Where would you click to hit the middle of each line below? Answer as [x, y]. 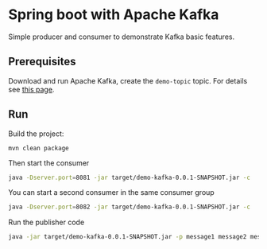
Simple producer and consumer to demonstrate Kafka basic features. [122, 37]
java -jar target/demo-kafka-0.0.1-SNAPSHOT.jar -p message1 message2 [128, 237]
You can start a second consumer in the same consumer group [111, 193]
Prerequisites [42, 62]
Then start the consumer [49, 163]
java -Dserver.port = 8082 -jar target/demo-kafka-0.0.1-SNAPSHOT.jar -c [129, 207]
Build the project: [36, 134]
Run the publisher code [46, 222]
